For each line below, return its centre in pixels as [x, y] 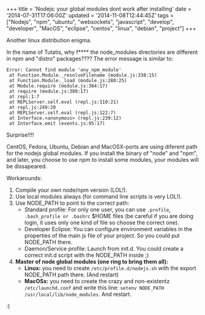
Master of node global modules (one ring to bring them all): [92, 262]
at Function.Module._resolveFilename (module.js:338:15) [83, 75]
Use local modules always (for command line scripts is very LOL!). [99, 196]
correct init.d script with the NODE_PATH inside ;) [87, 255]
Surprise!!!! [20, 135]
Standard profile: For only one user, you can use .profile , [98, 210]
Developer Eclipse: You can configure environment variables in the [108, 229]
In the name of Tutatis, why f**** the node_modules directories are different [102, 52]
